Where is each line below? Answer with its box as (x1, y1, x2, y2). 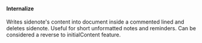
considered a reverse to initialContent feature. (6, 31, 121, 39)
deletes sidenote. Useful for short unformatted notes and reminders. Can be (6, 25, 196, 32)
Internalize (6, 5, 35, 12)
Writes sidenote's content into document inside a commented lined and (6, 18, 184, 25)
